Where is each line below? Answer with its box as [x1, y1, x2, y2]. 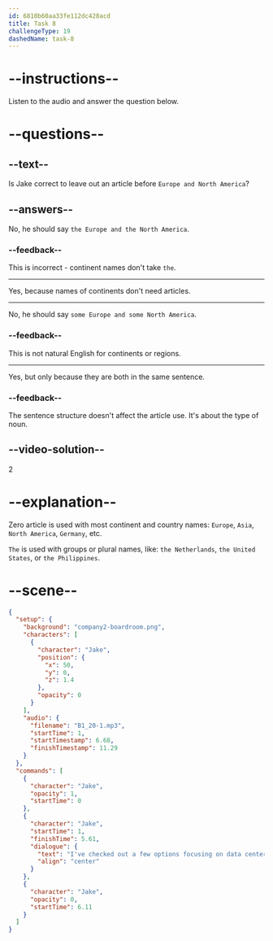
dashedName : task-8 [8, 34, 75, 43]
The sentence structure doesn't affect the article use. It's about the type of [8, 410, 259, 420]
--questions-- [8, 125, 104, 143]
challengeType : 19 [8, 27, 71, 35]
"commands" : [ [15, 766, 63, 775]
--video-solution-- [8, 442, 105, 456]
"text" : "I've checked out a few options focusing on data [37, 850, 242, 858]
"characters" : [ [23, 631, 79, 639]
